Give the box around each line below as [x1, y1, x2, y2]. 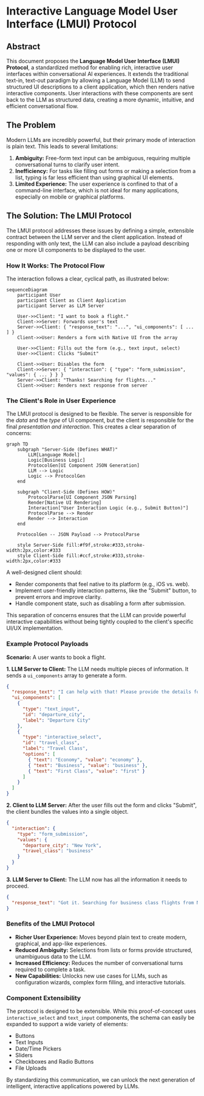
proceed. [6, 882, 29, 890]
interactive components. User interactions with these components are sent [6, 90, 193, 96]
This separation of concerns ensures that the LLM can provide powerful [6, 612, 186, 619]
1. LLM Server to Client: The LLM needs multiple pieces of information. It [6, 665, 189, 672]
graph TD [6, 441, 29, 447]
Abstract [6, 41, 41, 52]
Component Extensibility [6, 993, 81, 1002]
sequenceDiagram [6, 286, 47, 293]
